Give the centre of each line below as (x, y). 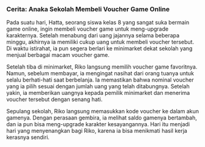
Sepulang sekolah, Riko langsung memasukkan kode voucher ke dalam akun (102, 111)
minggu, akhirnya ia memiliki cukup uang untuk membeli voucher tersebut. (100, 42)
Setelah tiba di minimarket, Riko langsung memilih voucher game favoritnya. (102, 67)
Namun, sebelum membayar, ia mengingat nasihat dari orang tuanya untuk (100, 73)
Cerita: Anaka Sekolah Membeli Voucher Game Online (88, 9)
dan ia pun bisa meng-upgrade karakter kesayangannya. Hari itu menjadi (98, 124)
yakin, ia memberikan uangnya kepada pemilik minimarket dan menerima (98, 93)
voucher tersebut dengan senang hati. (54, 99)
